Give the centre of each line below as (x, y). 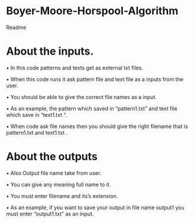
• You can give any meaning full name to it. (59, 184)
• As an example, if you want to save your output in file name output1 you (95, 207)
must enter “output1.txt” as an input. (50, 214)
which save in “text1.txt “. (37, 114)
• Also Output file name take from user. (54, 173)
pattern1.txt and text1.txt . (37, 132)
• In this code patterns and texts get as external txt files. (75, 68)
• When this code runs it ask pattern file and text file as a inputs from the (95, 79)
